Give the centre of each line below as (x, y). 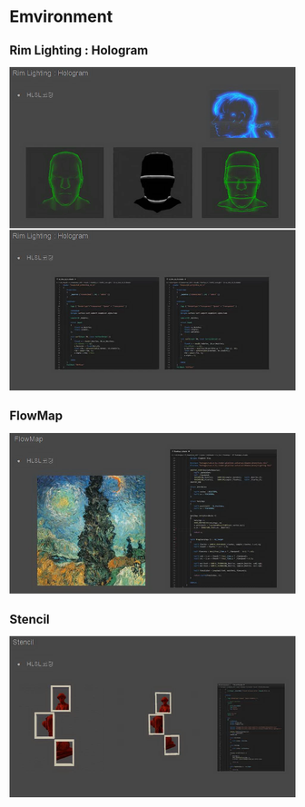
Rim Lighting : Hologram (79, 50)
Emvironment (61, 17)
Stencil (30, 619)
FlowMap (36, 416)
